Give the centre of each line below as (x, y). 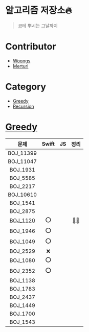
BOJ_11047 (23, 161)
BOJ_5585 (23, 178)
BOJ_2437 (23, 297)
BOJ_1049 (23, 242)
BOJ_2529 (23, 251)
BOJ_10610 (23, 195)
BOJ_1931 (23, 170)
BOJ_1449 (23, 305)
